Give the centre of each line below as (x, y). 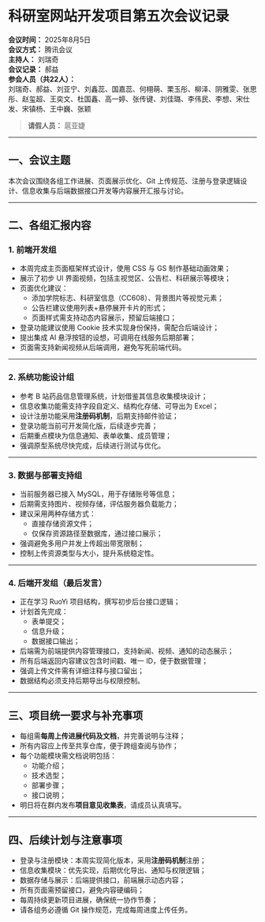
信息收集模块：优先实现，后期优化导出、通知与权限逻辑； (113, 870)
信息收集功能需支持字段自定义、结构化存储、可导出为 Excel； (119, 406)
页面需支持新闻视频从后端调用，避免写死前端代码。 (103, 348)
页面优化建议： (44, 288)
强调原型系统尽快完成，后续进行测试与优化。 (92, 445)
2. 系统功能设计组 (41, 378)
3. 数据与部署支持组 (45, 475)
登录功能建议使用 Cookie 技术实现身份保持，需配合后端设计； (119, 328)
